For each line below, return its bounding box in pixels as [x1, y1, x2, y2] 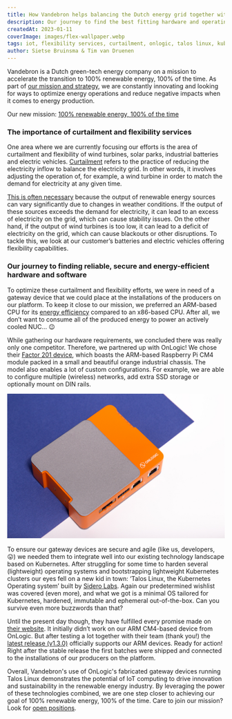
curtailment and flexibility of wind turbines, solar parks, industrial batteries [7, 150, 219, 159]
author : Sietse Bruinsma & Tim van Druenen [7, 48, 135, 55]
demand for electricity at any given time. [7, 179, 122, 188]
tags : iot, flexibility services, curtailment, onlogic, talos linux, [7, 40, 215, 48]
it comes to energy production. [7, 97, 95, 105]
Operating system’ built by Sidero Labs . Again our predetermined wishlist [7, 582, 215, 590]
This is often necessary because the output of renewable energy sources [7, 193, 216, 201]
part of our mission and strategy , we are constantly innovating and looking [7, 82, 219, 90]
